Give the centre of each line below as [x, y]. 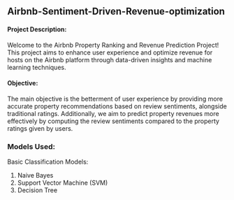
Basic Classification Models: [48, 162]
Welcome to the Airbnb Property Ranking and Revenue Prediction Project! [113, 45]
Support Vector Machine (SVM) [63, 183]
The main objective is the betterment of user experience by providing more [115, 99]
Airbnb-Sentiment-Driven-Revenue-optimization [116, 12]
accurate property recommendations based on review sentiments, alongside [117, 106]
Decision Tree [37, 190]
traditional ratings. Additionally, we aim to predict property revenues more [113, 113]
